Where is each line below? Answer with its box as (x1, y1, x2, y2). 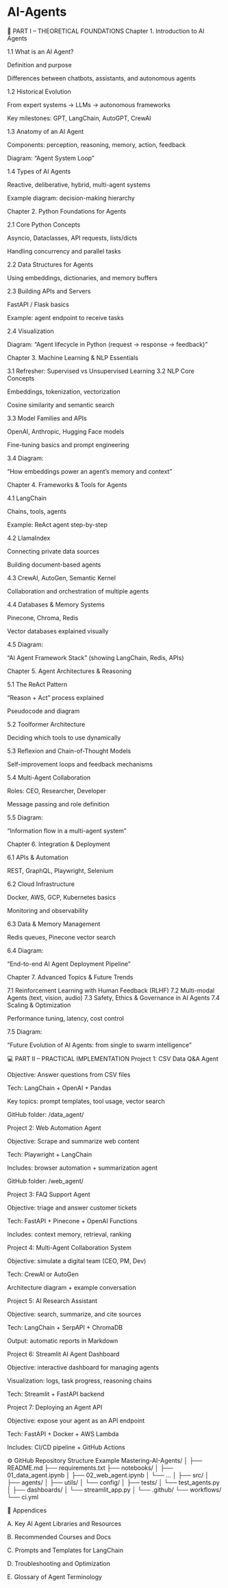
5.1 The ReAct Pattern (7, 680, 68, 688)
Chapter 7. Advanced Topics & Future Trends (7, 973, 134, 981)
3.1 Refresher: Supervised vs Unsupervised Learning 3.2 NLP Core (7, 367, 195, 375)
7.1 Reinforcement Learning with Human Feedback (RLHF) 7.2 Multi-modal (7, 986, 215, 995)
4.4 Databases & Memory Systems (7, 600, 105, 609)
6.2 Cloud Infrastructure (7, 880, 75, 888)
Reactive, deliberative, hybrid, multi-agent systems (7, 180, 151, 189)
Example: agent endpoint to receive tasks (7, 313, 125, 321)
